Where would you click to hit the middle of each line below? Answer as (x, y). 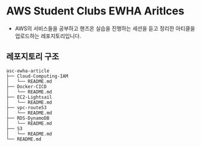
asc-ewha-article (28, 71)
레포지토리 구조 (33, 57)
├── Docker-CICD (26, 86)
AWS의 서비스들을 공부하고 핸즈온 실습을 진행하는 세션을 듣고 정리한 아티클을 (105, 28)
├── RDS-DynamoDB (28, 118)
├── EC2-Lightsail (29, 97)
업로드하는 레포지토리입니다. (48, 36)
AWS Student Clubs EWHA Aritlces (95, 11)
